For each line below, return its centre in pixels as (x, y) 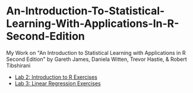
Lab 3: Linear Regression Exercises (58, 83)
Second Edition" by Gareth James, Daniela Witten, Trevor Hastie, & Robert (96, 59)
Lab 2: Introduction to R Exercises (56, 77)
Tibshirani (18, 65)
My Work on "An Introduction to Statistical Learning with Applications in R (96, 52)
